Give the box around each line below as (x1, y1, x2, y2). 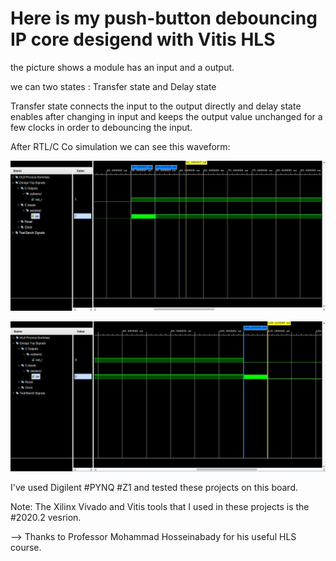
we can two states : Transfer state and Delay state (10, 80, 217, 92)
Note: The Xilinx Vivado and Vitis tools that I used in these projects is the (10, 500, 310, 512)
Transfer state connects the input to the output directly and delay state (10, 100, 302, 112)
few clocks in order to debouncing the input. (10, 121, 193, 133)
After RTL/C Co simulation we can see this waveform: (10, 140, 231, 152)
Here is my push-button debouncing (10, 7, 318, 30)
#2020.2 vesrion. (10, 511, 82, 523)
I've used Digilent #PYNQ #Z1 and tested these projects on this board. (10, 481, 298, 493)
